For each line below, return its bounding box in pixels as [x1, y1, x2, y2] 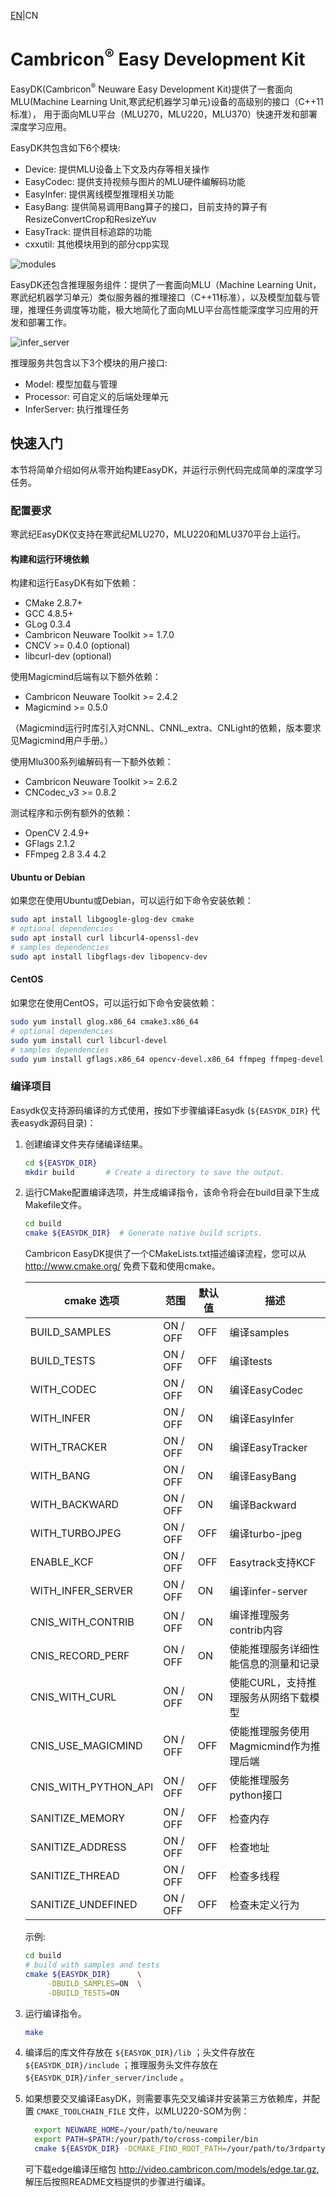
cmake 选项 [64, 1294, 120, 1308]
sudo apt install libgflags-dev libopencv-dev [10, 951, 208, 962]
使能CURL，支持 [229, 1676, 307, 1690]
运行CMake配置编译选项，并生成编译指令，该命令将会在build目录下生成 [24, 1186, 320, 1199]
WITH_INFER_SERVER [29, 1584, 133, 1598]
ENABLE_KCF [29, 1555, 94, 1569]
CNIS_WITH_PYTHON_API [29, 1780, 154, 1794]
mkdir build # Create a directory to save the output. [24, 1167, 286, 1177]
